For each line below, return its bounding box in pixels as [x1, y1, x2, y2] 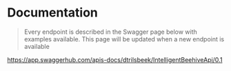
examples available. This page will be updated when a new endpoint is [23, 34, 225, 43]
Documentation [7, 5, 99, 21]
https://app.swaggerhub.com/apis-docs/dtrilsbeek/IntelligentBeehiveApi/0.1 [7, 55, 223, 63]
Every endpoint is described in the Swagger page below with [23, 28, 198, 36]
